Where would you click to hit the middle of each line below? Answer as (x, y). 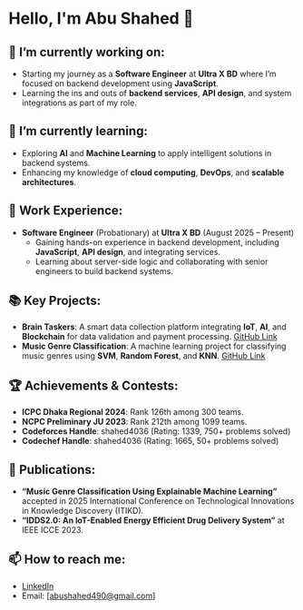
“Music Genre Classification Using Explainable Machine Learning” (149, 492)
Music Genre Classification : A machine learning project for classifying (154, 346)
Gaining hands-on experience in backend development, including (157, 242)
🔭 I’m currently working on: (87, 52)
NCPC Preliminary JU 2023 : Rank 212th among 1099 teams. (134, 422)
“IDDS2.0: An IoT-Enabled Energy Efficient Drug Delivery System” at (153, 520)
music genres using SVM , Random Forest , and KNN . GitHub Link (143, 356)
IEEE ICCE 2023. (52, 530)
